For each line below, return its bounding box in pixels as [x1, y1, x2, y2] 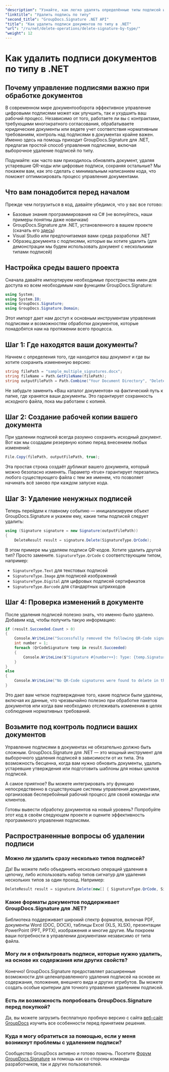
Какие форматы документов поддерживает [5, 899, 120, 906]
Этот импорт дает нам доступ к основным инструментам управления [5, 315, 156, 321]
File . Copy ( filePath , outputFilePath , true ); [5, 455, 100, 460]
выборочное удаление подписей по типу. [5, 147, 95, 153]
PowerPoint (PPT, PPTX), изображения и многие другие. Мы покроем [5, 927, 154, 933]
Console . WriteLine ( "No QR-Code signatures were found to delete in [14, 678, 158, 683]
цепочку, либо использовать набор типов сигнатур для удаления [5, 872, 146, 878]
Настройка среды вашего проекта [5, 263, 119, 272]
